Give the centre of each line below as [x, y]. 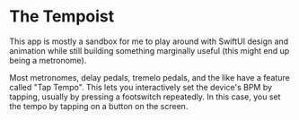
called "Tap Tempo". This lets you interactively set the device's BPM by [141, 87]
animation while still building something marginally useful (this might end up [149, 50]
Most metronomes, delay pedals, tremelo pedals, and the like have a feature [149, 77]
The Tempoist [62, 17]
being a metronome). [48, 60]
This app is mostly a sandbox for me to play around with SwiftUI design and [149, 41]
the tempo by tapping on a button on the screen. [99, 106]
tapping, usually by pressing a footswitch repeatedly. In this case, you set [145, 97]
